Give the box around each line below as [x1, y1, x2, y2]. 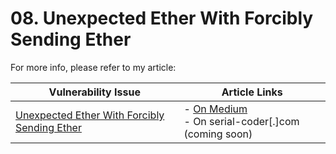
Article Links [221, 85, 283, 99]
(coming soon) [183, 127, 253, 141]
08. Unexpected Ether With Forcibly [10, 7, 314, 30]
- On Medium [183, 102, 248, 116]
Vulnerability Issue [48, 85, 141, 99]
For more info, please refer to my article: [10, 61, 177, 73]
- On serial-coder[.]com [183, 114, 300, 128]
